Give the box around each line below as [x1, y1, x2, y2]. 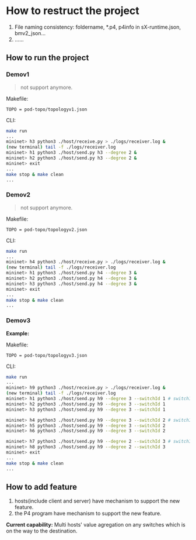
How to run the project [6, 53, 89, 63]
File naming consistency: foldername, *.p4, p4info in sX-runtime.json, [14, 23, 181, 30]
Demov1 [6, 70, 30, 78]
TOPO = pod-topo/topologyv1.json [6, 106, 87, 112]
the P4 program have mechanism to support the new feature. [14, 510, 162, 517]
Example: [6, 329, 30, 337]
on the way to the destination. [6, 528, 78, 535]
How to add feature [6, 481, 78, 492]
